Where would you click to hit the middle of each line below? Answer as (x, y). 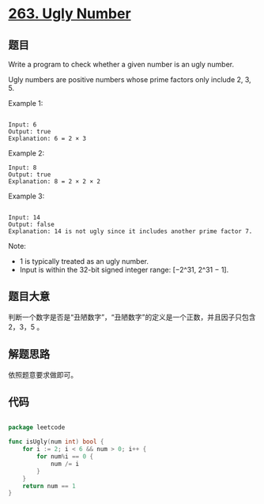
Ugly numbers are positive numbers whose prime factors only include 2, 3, (130, 79)
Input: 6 (23, 125)
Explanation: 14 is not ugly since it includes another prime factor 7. (130, 231)
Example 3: (26, 196)
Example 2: (26, 153)
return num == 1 (49, 486)
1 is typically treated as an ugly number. (84, 261)
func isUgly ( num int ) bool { (56, 442)
